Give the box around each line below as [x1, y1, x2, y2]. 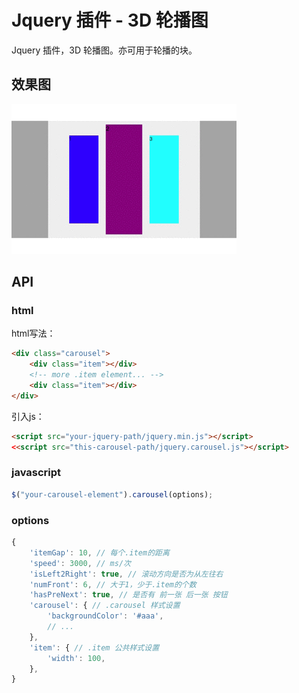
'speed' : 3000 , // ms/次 [29, 558, 131, 568]
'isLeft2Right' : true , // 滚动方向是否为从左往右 [29, 569, 224, 579]
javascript [11, 466, 62, 480]
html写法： [11, 327, 56, 340]
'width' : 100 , [47, 653, 106, 663]
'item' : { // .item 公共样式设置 [29, 642, 160, 653]
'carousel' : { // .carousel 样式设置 [29, 601, 181, 611]
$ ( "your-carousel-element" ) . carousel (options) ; [11, 489, 214, 500]
